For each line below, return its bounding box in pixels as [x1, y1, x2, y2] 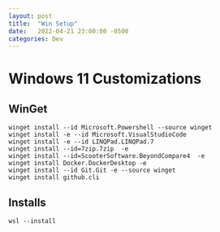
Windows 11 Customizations [8, 70, 201, 88]
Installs [8, 195, 46, 209]
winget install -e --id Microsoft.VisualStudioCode [8, 131, 187, 139]
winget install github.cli [8, 173, 100, 182]
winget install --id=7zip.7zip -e [8, 145, 129, 153]
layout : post [8, 11, 53, 20]
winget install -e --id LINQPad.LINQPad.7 [8, 138, 154, 147]
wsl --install [8, 217, 57, 225]
